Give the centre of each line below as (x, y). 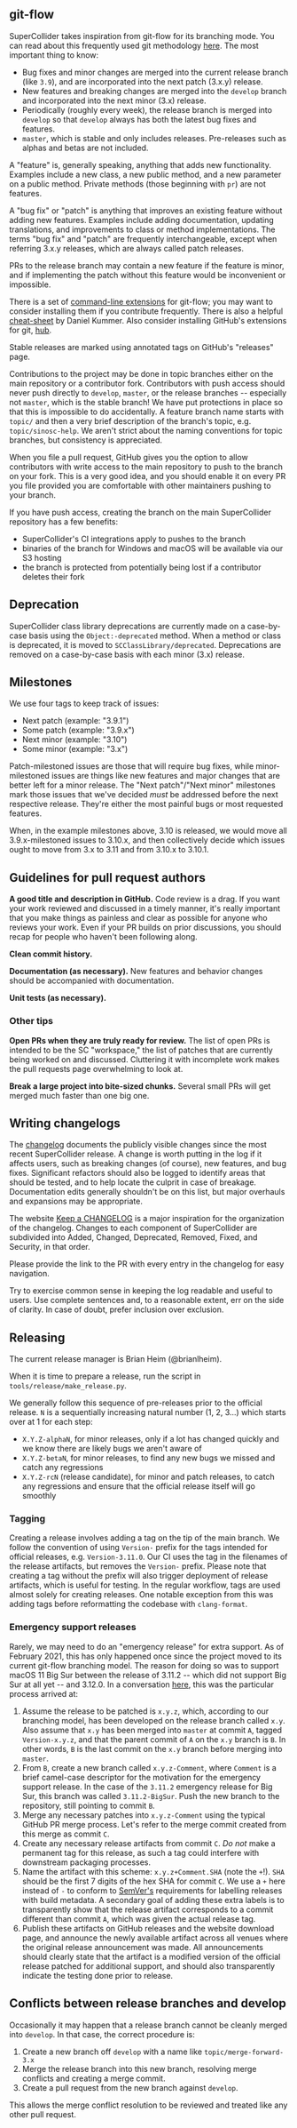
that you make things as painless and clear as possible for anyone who (138, 918)
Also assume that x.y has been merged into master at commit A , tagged (152, 1730)
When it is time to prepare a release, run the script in (105, 1376)
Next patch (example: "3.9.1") (75, 721)
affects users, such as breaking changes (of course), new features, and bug (148, 1164)
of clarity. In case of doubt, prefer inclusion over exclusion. (117, 1309)
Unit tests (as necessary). (58, 998)
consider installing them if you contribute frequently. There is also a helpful (146, 311)
